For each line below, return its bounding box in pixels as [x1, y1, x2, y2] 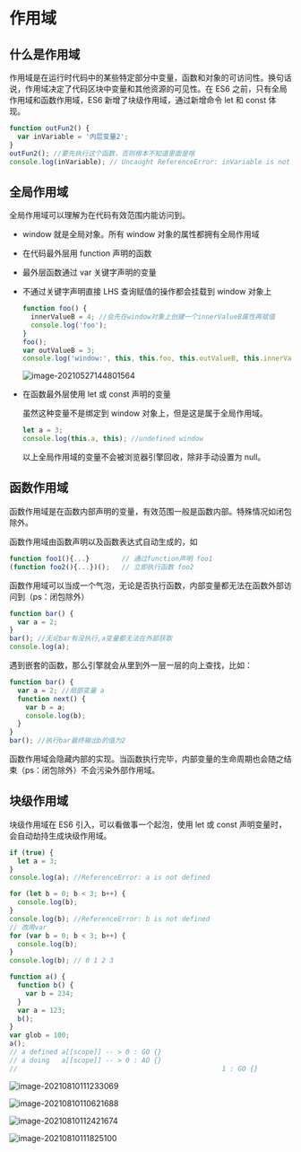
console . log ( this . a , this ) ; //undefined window [21, 435, 204, 444]
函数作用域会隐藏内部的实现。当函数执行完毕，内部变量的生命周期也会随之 [9, 753, 284, 764]
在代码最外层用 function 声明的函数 [21, 248, 152, 259]
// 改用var [9, 922, 47, 932]
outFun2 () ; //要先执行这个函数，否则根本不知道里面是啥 [9, 149, 195, 158]
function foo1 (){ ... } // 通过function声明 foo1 [9, 554, 213, 563]
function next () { [17, 694, 87, 703]
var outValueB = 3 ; [21, 346, 96, 355]
